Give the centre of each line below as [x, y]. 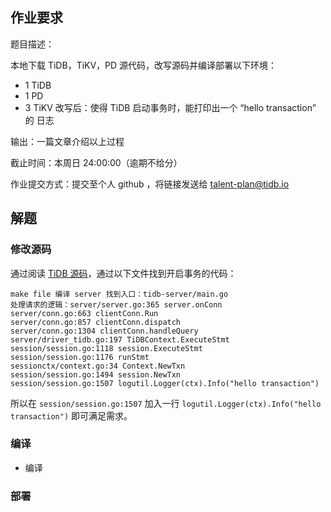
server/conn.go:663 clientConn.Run [84, 313]
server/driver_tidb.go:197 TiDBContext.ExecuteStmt [120, 339]
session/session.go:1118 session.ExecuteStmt [106, 348]
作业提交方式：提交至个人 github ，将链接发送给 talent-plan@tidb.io [150, 184]
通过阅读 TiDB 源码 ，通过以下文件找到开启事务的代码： [123, 273]
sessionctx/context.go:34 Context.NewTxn [98, 366]
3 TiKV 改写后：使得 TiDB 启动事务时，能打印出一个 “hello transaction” [170, 107]
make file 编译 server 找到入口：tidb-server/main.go [119, 294]
